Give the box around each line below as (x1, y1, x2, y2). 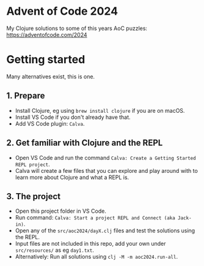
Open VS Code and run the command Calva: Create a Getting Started (15, 154, 197, 161)
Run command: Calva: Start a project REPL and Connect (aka (15, 214, 175, 221)
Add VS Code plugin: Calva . (15, 120, 85, 127)
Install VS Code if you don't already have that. (15, 113, 131, 121)
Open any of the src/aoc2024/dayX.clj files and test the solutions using (15, 227, 195, 234)
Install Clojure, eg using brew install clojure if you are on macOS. (15, 107, 185, 114)
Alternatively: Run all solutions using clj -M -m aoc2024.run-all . (15, 253, 178, 260)
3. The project (6, 191, 61, 202)
